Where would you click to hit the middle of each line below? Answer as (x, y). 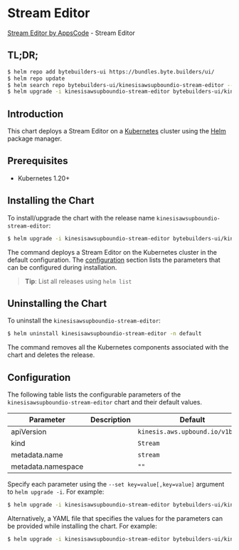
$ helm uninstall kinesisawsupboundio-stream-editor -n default (105, 334)
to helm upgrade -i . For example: (56, 492)
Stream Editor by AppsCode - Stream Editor (71, 33)
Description (111, 420)
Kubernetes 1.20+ (43, 178)
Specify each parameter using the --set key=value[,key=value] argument (116, 484)
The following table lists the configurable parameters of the (94, 394)
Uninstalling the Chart (57, 304)
